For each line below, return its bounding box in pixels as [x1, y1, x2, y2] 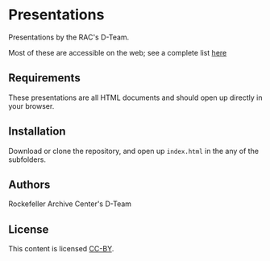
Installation [8, 125, 66, 139]
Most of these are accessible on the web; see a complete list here [8, 48, 227, 57]
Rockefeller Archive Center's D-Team [8, 199, 131, 209]
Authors [8, 177, 51, 191]
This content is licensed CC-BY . [8, 244, 114, 254]
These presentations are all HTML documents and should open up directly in [8, 93, 263, 102]
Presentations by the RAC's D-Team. [8, 32, 130, 42]
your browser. [8, 101, 55, 110]
